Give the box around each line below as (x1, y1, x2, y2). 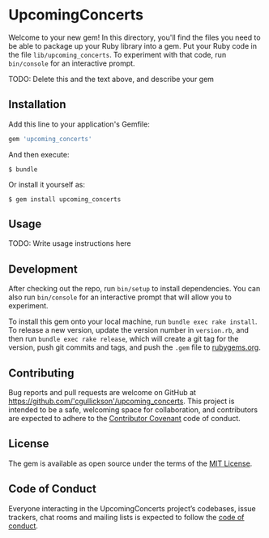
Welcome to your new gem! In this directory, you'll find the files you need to (8, 32, 261, 42)
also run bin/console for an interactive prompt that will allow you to (8, 292, 233, 302)
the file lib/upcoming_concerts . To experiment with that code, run (8, 49, 227, 59)
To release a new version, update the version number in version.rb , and (8, 325, 250, 335)
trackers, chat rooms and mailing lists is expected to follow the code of (8, 512, 245, 522)
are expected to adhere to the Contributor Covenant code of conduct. (8, 414, 241, 424)
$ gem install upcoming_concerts (8, 195, 122, 204)
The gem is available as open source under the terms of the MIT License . (8, 458, 253, 468)
